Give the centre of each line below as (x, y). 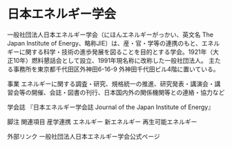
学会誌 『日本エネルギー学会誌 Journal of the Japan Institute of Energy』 (111, 107)
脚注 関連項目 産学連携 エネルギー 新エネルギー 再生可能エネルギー (102, 121)
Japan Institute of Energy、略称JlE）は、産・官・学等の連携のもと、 (105, 43)
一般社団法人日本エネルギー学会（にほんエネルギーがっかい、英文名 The (110, 35)
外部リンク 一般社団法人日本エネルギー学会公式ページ (84, 136)
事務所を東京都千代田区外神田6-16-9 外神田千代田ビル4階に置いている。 (116, 69)
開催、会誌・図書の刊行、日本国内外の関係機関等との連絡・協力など (128, 92)
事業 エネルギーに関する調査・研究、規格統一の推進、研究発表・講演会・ (111, 84)
